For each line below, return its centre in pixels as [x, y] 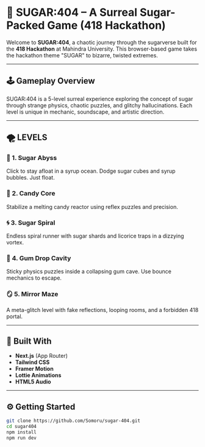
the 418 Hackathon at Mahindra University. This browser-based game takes [102, 49]
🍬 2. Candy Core [31, 194]
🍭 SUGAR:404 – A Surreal [72, 13]
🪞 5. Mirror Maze [32, 294]
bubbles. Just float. [31, 178]
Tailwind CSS [32, 362]
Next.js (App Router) [41, 356]
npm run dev [21, 438]
